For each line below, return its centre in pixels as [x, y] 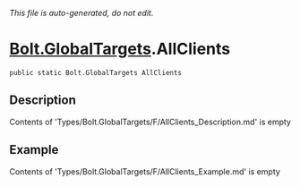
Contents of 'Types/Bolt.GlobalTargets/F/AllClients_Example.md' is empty [145, 171]
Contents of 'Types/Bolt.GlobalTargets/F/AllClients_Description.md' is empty [150, 122]
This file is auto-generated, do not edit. [81, 13]
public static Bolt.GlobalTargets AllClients [95, 72]
